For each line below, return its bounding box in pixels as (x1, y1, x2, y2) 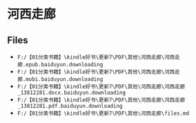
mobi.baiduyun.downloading (25, 76, 104, 83)
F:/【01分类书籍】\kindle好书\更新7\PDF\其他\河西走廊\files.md (17, 110, 190, 117)
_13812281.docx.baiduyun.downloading (17, 89, 126, 96)
